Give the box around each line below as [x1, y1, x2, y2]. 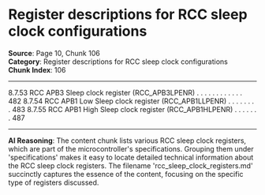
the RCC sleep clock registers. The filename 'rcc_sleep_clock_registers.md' [8, 160, 254, 171]
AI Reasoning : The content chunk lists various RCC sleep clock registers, [8, 136, 247, 145]
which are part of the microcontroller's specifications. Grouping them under [8, 144, 254, 153]
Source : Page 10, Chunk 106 [8, 48, 100, 58]
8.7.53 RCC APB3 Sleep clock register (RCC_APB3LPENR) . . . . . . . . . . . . [8, 88, 243, 97]
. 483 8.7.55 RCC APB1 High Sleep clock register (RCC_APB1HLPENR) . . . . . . [8, 104, 257, 114]
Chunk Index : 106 [8, 65, 66, 74]
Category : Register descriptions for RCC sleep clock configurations [8, 57, 229, 66]
